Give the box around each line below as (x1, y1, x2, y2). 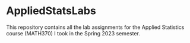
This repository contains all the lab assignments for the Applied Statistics (6, 24, 185, 31)
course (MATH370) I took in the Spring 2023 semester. (6, 29, 141, 37)
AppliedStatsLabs (6, 4, 96, 18)
